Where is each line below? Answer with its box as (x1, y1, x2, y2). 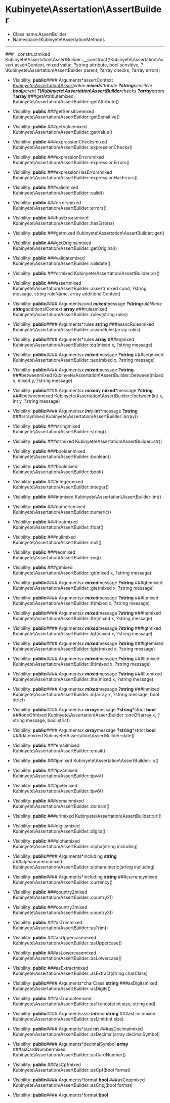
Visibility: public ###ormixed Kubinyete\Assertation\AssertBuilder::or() (12, 270, 160, 276)
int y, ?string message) (12, 398, 60, 404)
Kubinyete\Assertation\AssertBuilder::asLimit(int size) (12, 1016, 124, 1022)
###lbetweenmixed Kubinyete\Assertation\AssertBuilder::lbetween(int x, (12, 393, 163, 399)
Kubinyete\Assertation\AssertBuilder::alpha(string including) (12, 843, 138, 849)
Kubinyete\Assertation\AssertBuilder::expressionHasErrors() (12, 174, 138, 180)
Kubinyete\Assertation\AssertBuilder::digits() (12, 828, 106, 834)
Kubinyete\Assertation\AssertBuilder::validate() (12, 260, 111, 267)
